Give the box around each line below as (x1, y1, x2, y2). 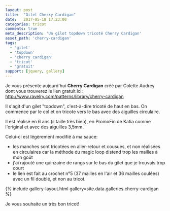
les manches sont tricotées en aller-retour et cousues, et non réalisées (12, 144, 161, 150)
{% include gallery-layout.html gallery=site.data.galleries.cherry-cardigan (5, 186, 159, 192)
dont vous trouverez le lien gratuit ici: (5, 88, 83, 94)
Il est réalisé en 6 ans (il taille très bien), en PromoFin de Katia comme (5, 119, 151, 124)
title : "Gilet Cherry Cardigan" (5, 12, 76, 17)
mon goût (12, 154, 33, 160)
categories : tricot (5, 21, 47, 27)
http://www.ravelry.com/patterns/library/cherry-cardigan (5, 93, 124, 99)
